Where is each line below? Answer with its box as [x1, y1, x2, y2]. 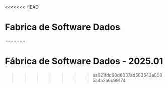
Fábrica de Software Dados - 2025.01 [5, 56, 163, 67]
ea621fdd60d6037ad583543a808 [92, 72, 163, 78]
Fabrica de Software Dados [5, 22, 120, 33]
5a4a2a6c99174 [92, 77, 126, 83]
